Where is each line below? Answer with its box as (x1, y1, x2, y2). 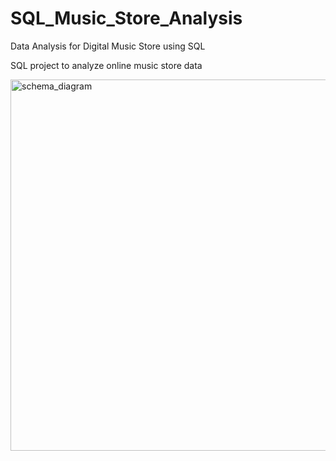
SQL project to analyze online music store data (10, 59, 203, 71)
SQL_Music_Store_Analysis (10, 7, 243, 30)
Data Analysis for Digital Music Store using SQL (10, 40, 206, 52)
